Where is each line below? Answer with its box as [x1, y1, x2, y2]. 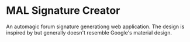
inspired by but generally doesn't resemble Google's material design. [6, 29, 172, 36]
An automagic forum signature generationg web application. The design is [6, 23, 185, 30]
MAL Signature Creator [6, 4, 120, 17]
